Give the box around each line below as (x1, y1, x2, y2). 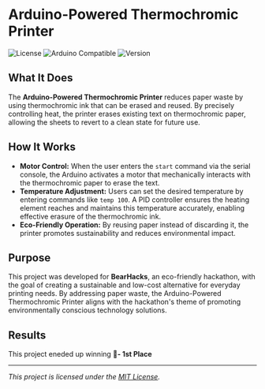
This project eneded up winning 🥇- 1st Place (8, 350, 152, 359)
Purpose (8, 251, 51, 264)
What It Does (8, 71, 73, 84)
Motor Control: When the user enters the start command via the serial (19, 161, 251, 170)
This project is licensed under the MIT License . (8, 372, 160, 382)
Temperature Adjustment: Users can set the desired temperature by (19, 186, 244, 196)
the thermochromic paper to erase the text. (19, 178, 160, 187)
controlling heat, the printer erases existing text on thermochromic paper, (8, 109, 246, 118)
